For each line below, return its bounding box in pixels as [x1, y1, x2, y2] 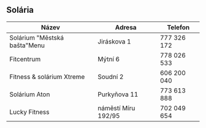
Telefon [167, 23, 190, 31]
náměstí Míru [97, 104, 135, 112]
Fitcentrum [9, 55, 41, 63]
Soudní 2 [97, 72, 124, 81]
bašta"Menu [9, 41, 45, 50]
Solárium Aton [9, 90, 50, 99]
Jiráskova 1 [97, 37, 131, 45]
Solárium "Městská [9, 33, 64, 42]
